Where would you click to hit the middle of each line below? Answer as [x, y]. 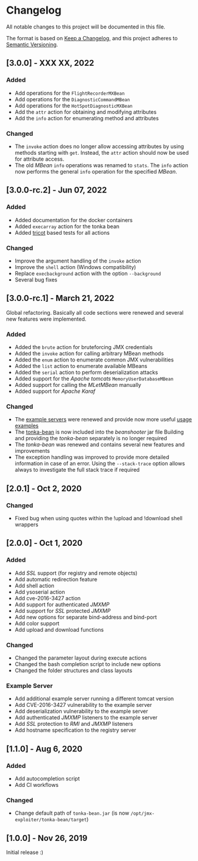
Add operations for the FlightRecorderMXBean [70, 93]
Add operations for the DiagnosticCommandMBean [72, 99]
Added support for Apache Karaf [55, 391]
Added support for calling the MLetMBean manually [78, 385]
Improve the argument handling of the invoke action [78, 261]
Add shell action [34, 585]
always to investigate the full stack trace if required [77, 470]
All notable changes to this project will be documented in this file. [86, 27]
